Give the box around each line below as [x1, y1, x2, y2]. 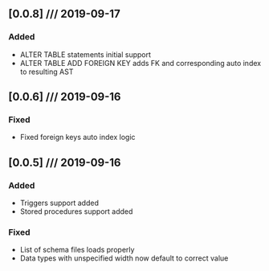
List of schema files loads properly [19, 245, 135, 255]
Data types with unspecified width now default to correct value [19, 253, 229, 263]
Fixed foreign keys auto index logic [19, 133, 136, 142]
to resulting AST [19, 67, 74, 76]
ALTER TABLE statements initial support [19, 49, 151, 60]
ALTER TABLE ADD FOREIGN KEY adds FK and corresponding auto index [19, 58, 262, 68]
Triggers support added [19, 198, 99, 208]
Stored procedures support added [19, 207, 133, 216]
